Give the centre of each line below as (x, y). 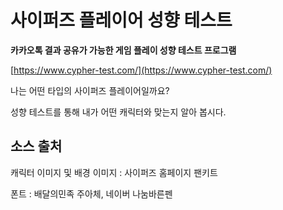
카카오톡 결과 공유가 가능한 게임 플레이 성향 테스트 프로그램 (123, 50)
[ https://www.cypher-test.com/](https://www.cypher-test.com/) (141, 70)
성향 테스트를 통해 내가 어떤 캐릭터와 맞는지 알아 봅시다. (118, 112)
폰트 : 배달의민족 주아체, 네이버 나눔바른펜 (91, 193)
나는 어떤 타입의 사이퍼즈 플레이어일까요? (90, 90)
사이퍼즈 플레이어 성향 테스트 (121, 20)
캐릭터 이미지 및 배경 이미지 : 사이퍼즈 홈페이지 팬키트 (114, 172)
